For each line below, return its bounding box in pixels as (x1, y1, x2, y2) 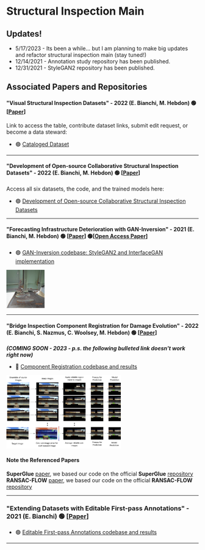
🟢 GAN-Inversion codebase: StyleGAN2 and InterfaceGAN (15, 249, 164, 256)
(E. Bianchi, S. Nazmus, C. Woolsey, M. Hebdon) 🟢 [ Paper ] (6, 328, 157, 336)
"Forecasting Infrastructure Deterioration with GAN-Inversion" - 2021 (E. (6, 226, 195, 233)
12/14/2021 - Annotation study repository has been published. (15, 58, 171, 65)
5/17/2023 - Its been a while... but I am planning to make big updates (15, 45, 188, 52)
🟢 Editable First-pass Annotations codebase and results (15, 529, 157, 535)
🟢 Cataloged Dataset (15, 140, 69, 148)
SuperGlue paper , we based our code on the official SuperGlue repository (6, 470, 193, 477)
